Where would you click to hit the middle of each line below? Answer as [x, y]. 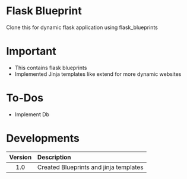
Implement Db [32, 114]
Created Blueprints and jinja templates [91, 167]
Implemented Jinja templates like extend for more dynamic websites [98, 74]
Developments [43, 138]
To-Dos [25, 98]
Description [54, 157]
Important [31, 51]
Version [20, 157]
